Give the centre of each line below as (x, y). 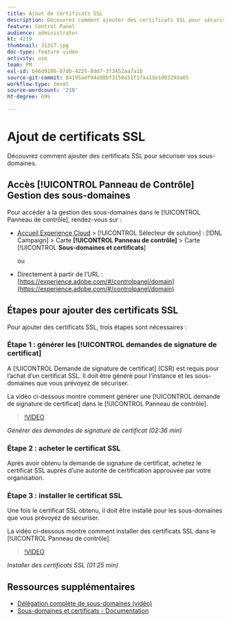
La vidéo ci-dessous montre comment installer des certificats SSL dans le (112, 531)
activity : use (27, 59)
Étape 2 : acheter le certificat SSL (64, 448)
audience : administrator (43, 33)
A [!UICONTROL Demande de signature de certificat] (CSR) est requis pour (113, 368)
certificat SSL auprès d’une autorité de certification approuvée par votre (109, 471)
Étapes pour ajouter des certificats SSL (93, 310)
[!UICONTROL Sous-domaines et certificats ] (81, 247)
